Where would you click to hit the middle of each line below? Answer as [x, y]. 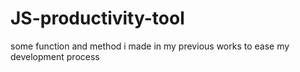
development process [55, 56]
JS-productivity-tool [97, 18]
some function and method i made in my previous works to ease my [150, 46]
